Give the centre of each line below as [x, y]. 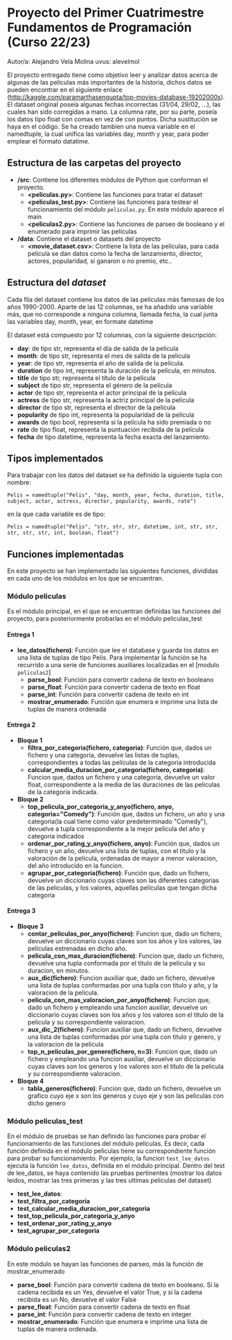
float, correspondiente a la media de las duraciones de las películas [124, 784]
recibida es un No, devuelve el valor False [77, 1299]
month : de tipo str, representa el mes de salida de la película [104, 356]
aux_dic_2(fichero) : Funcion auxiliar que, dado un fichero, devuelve [125, 1030]
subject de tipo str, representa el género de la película [95, 385]
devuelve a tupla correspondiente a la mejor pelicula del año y [116, 828]
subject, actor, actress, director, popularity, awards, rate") [102, 501]
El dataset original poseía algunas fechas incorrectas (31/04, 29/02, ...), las [114, 104]
